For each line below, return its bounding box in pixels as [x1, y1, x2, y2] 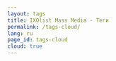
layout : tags [7, 10, 46, 18]
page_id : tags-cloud [7, 36, 69, 43]
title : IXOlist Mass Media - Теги [7, 17, 110, 24]
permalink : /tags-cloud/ [7, 23, 81, 30]
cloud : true [7, 43, 42, 50]
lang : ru [7, 29, 33, 37]
